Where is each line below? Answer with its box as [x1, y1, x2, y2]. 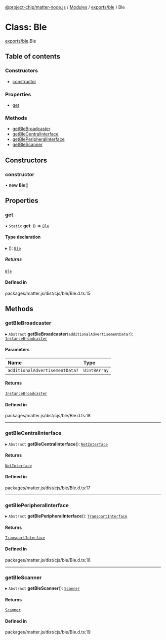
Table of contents [5, 52, 60, 61]
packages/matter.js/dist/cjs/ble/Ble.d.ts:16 [5, 557, 91, 563]
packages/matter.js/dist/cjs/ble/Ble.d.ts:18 [5, 413, 91, 419]
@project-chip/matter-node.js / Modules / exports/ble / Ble [5, 4, 125, 10]
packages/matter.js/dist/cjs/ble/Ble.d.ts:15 [5, 290, 91, 296]
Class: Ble [5, 22, 47, 33]
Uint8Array [83, 367, 109, 373]
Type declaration [5, 234, 41, 240]
